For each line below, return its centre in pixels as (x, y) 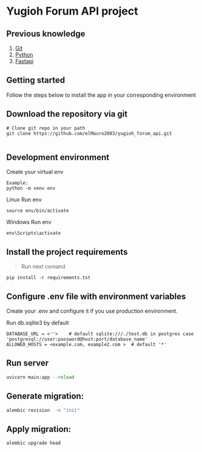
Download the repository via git (67, 114)
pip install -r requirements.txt (49, 278)
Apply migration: (39, 429)
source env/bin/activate (38, 211)
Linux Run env (24, 200)
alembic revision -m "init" (43, 410)
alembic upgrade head (34, 443)
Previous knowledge (46, 34)
